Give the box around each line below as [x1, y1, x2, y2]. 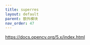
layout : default [5, 12, 39, 17]
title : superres [5, 7, 39, 12]
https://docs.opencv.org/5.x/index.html [5, 34, 86, 40]
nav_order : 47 [5, 21, 35, 26]
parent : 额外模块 [5, 16, 38, 21]
